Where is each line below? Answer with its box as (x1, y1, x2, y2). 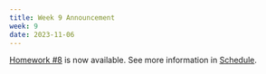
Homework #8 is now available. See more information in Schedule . (9, 55, 258, 66)
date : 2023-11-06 (9, 30, 75, 39)
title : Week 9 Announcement (9, 13, 116, 23)
